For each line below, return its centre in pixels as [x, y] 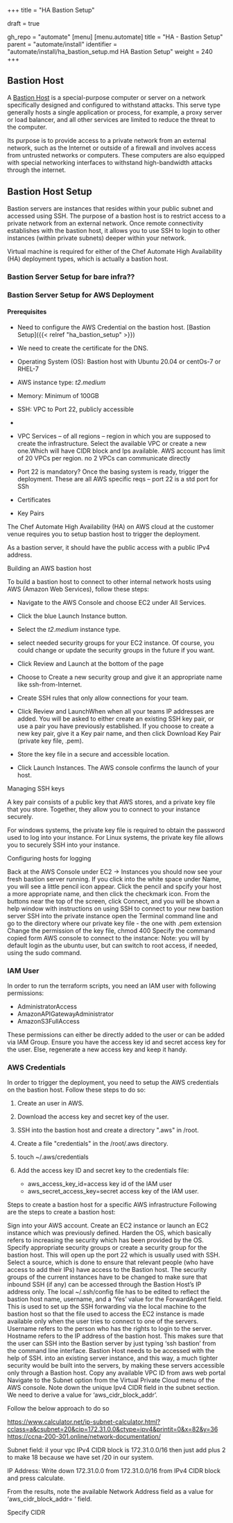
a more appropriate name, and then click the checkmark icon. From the [109, 893]
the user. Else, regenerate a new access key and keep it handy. [97, 1049]
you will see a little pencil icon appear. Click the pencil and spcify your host [114, 886]
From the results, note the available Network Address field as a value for [110, 1492]
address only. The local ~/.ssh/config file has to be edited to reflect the [109, 1292]
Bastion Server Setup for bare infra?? [71, 277]
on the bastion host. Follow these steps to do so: [77, 1090]
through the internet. [37, 170]
